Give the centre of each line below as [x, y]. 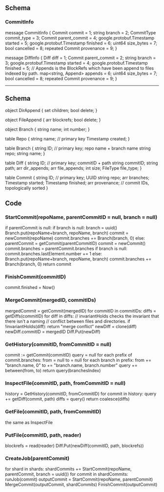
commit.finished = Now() [30, 288]
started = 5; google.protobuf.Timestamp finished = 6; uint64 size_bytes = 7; [81, 43]
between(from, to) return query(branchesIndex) [53, 371]
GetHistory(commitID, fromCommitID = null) [58, 344]
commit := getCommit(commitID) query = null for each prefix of [69, 355]
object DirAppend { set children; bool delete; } [51, 110]
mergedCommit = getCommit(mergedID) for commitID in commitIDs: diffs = [81, 311]
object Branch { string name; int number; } [48, 129]
